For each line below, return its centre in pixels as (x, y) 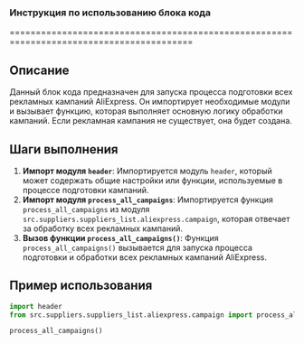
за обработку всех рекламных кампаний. (103, 228)
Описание (39, 70)
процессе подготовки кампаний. (85, 190)
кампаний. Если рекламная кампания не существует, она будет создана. (151, 121)
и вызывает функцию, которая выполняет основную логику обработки (146, 111)
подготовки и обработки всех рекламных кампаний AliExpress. (145, 257)
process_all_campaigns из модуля (86, 209)
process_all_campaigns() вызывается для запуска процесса (138, 247)
